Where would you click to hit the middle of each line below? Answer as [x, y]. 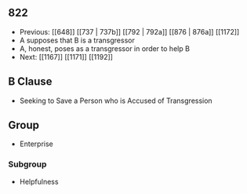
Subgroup [27, 164]
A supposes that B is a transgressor [77, 40]
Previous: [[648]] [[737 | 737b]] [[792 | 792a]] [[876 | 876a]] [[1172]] [129, 31]
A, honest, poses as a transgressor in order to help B [105, 48]
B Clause [30, 82]
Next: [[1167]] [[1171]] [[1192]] [66, 57]
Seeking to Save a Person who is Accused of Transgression [116, 101]
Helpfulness [39, 181]
